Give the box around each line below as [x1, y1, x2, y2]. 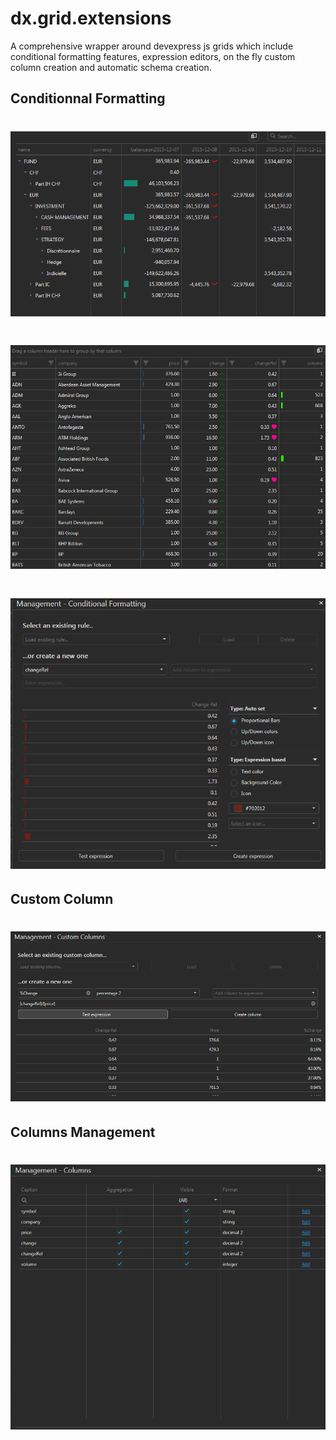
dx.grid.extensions [10, 7, 172, 30]
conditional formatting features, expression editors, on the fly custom [10, 50, 296, 62]
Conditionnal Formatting [10, 90, 166, 107]
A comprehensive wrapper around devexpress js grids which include [10, 40, 294, 52]
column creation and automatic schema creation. [10, 61, 212, 73]
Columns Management [10, 1123, 156, 1141]
